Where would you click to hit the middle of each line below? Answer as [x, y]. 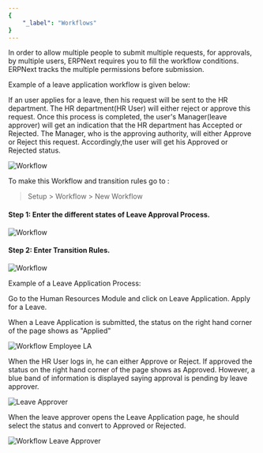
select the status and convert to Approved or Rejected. [97, 425]
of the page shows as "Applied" [60, 330]
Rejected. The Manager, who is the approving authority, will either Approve [130, 134]
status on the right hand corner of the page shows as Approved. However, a [131, 369]
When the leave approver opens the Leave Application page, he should [124, 417]
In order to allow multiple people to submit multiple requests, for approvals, [130, 53]
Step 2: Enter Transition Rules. [59, 251]
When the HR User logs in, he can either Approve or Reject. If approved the [130, 361]
